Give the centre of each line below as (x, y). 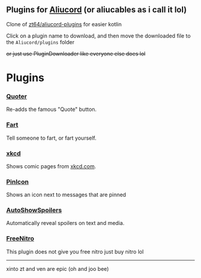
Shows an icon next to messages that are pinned (66, 195)
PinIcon (17, 181)
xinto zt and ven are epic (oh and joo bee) (58, 268)
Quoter (17, 96)
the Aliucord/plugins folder (40, 42)
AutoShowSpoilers (34, 210)
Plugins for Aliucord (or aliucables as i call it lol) (97, 10)
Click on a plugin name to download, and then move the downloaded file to (98, 36)
